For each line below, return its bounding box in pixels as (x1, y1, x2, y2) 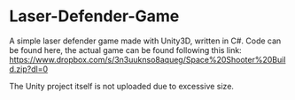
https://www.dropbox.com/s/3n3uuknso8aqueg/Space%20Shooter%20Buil (9, 54, 286, 65)
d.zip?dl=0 (9, 64, 49, 74)
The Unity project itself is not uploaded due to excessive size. (9, 81, 235, 91)
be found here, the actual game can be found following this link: (9, 44, 242, 55)
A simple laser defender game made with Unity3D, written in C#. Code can (9, 35, 282, 46)
